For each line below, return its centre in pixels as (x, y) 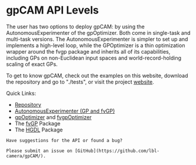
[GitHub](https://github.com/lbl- (117, 151)
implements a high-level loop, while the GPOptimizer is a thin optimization (96, 45)
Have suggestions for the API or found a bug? (64, 140)
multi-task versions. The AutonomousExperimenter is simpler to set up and (97, 39)
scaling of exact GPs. (32, 64)
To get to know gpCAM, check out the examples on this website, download (97, 75)
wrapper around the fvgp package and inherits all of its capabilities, (88, 51)
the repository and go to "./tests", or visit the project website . (80, 82)
